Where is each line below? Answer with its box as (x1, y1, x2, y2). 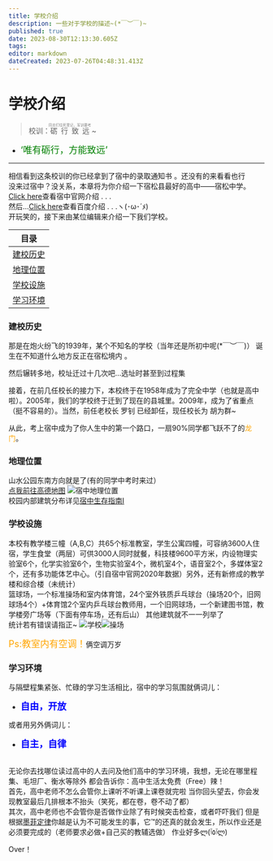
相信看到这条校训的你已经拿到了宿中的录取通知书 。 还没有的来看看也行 (8, 171, 245, 180)
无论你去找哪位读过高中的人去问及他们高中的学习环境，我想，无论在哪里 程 (8, 766, 258, 776)
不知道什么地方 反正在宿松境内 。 (22, 351, 132, 361)
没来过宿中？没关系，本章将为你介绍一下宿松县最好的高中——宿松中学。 (8, 180, 250, 191)
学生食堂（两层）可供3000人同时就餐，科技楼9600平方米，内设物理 (22, 548, 251, 558)
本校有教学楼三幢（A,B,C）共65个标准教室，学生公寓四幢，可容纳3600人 (8, 538, 253, 548)
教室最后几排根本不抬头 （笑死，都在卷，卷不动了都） (15, 797, 193, 806)
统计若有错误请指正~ (8, 620, 78, 629)
